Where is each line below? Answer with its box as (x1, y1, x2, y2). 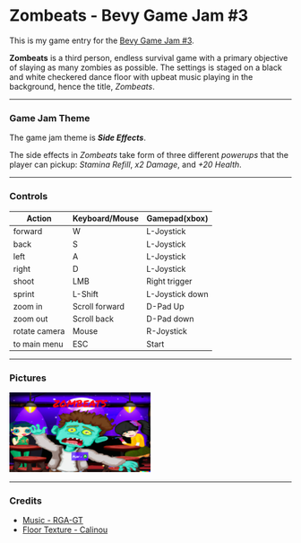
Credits (9, 495, 42, 507)
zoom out (13, 313, 48, 324)
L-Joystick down (146, 288, 209, 299)
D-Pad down (146, 313, 194, 324)
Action (26, 213, 52, 224)
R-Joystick (146, 326, 188, 337)
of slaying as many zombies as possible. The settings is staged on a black (9, 62, 282, 73)
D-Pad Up (146, 301, 185, 311)
